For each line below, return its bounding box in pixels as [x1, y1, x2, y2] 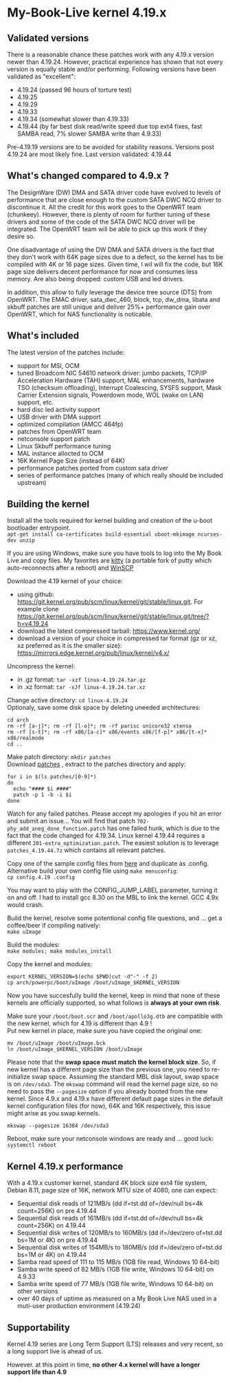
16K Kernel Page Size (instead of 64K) [16, 456, 126, 465]
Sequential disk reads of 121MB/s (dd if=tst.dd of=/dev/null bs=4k [16, 1199, 204, 1208]
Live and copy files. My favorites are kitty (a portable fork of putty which [7, 556, 212, 565]
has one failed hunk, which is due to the [107, 824, 220, 833]
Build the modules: [7, 941, 60, 949]
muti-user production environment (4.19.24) [16, 1302, 141, 1310]
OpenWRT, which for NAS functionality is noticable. [7, 309, 153, 318]
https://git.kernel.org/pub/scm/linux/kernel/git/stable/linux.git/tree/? [16, 612, 209, 620]
